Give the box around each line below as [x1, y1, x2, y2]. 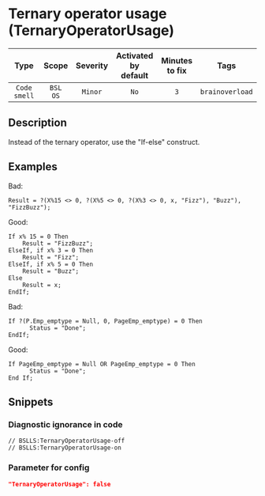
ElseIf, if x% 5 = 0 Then [8, 260, 93, 268]
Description [8, 116, 67, 130]
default [121, 70, 148, 81]
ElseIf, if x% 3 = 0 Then [8, 246, 93, 254]
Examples [8, 160, 58, 174]
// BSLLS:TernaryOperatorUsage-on [8, 444, 122, 452]
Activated [115, 50, 154, 61]
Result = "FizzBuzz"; [22, 239, 93, 248]
